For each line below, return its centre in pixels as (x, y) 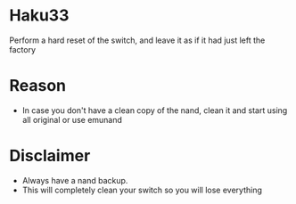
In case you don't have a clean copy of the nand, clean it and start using (155, 110)
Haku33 (39, 16)
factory (23, 49)
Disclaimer (50, 156)
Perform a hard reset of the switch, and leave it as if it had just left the (137, 40)
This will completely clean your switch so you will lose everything (142, 190)
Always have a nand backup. (75, 180)
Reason (38, 86)
